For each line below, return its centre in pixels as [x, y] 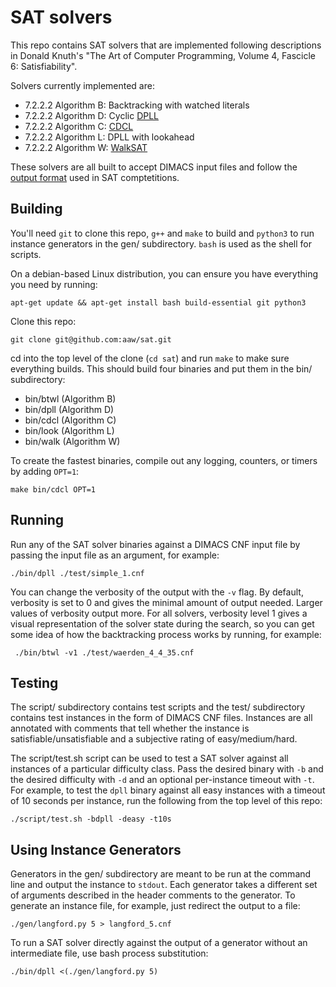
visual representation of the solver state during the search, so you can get [162, 623]
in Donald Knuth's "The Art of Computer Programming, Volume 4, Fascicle [163, 55]
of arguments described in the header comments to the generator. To [153, 895]
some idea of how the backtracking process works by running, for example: [166, 634]
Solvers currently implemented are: [82, 85]
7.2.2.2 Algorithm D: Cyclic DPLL [92, 115]
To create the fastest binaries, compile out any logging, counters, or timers [164, 460]
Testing [34, 682]
